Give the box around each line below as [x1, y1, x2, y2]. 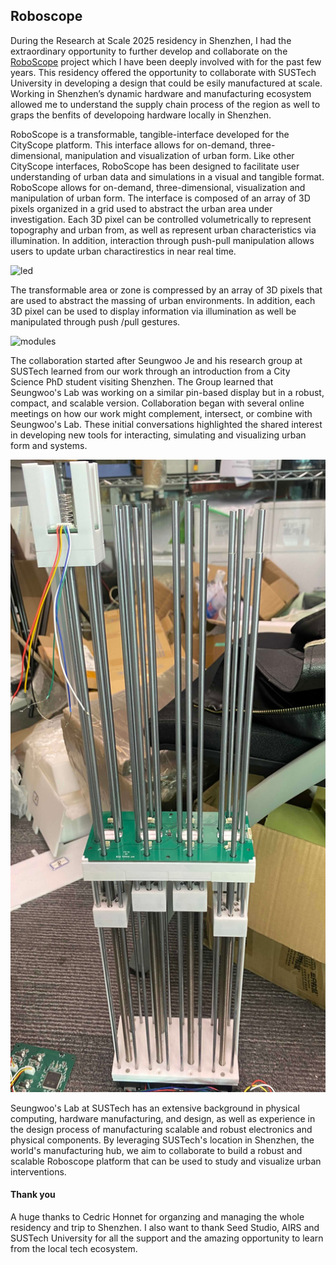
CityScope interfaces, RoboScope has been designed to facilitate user [10, 160, 300, 172]
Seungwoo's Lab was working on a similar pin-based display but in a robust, [10, 386, 325, 398]
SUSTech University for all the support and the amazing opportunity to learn [10, 1232, 324, 1244]
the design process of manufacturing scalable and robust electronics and [10, 1123, 313, 1135]
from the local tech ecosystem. [10, 1242, 138, 1254]
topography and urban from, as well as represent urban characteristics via [10, 224, 317, 236]
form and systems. [10, 439, 88, 451]
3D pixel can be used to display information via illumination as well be [10, 305, 297, 317]
